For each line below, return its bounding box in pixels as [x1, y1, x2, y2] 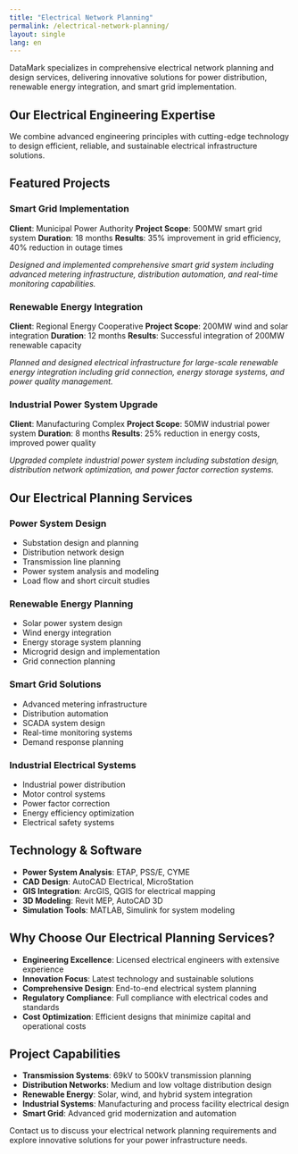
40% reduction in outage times [9, 242, 123, 253]
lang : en [9, 38, 42, 47]
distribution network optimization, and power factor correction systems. [9, 464, 275, 475]
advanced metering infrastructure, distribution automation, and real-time [9, 269, 278, 280]
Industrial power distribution [21, 779, 127, 790]
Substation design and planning [21, 538, 139, 548]
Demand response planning [21, 736, 124, 747]
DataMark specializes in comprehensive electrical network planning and [9, 63, 275, 73]
